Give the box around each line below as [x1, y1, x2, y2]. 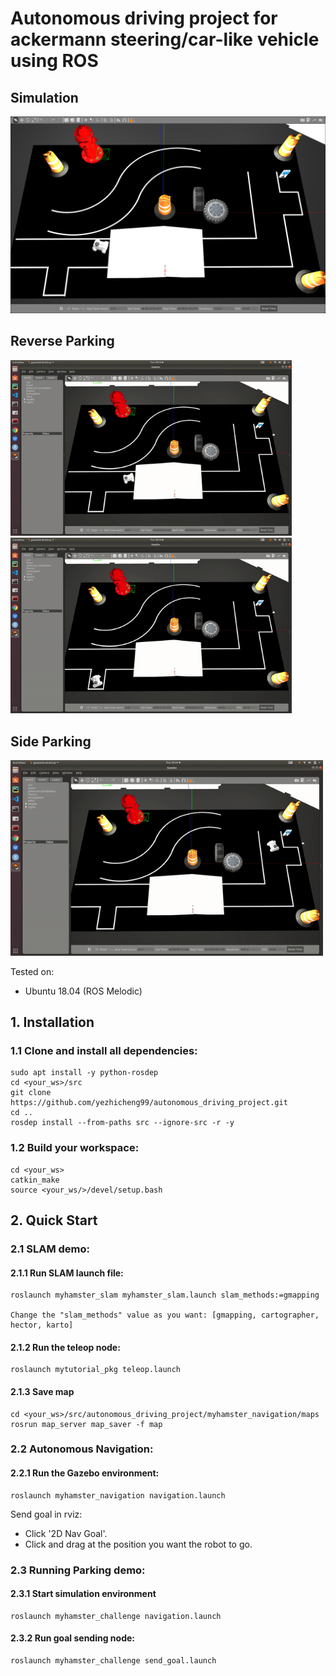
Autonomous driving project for [10, 7, 278, 30]
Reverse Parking [10, 333, 115, 350]
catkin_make [10, 1175, 60, 1185]
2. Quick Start [10, 1212, 98, 1229]
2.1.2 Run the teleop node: [10, 1341, 121, 1353]
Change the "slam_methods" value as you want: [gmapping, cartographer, [10, 1310, 320, 1321]
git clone [10, 1088, 52, 1098]
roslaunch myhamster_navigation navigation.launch [10, 1490, 226, 1501]
